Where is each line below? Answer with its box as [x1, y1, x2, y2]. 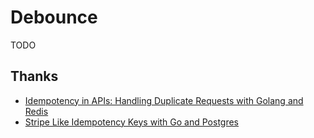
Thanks [10, 68, 59, 85]
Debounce [10, 6, 98, 29]
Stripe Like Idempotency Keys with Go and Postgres [24, 116, 240, 128]
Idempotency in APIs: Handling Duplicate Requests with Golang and [24, 94, 304, 106]
